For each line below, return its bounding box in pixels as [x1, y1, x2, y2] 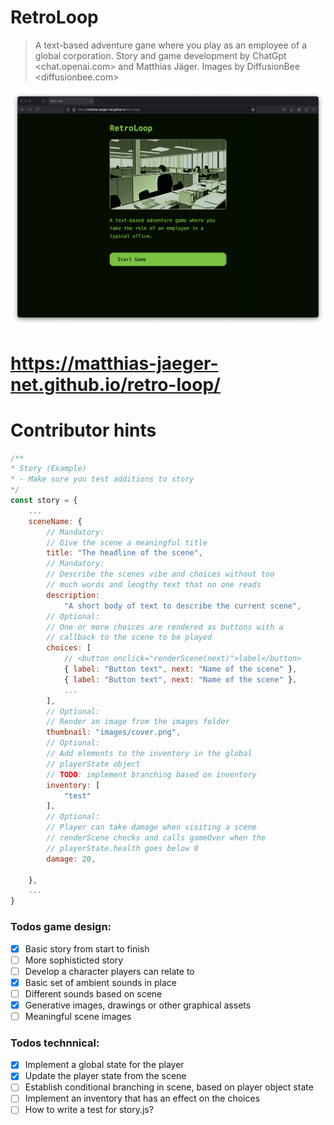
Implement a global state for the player [24, 1059, 185, 1071]
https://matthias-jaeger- [10, 352, 219, 375]
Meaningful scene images [24, 1010, 132, 1022]
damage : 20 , [46, 854, 97, 864]
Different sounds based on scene [24, 987, 163, 1000]
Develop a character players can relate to [24, 965, 195, 977]
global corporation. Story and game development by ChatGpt [34, 49, 287, 61]
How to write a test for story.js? [24, 1104, 154, 1116]
